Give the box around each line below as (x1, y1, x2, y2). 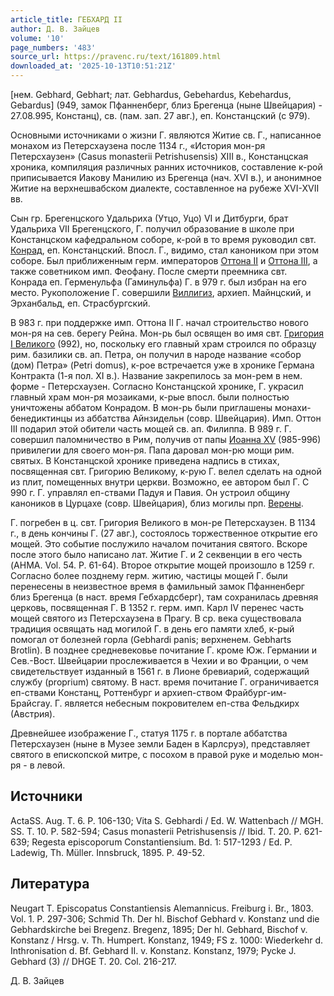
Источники (10, 788, 83, 805)
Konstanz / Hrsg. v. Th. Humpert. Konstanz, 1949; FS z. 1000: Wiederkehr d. (10, 934, 324, 946)
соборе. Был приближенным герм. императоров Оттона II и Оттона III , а (10, 255, 318, 266)
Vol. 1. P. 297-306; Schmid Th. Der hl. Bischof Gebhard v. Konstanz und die (10, 912, 320, 925)
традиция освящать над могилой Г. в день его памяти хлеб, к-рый (10, 623, 295, 635)
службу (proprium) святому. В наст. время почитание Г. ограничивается (10, 676, 319, 688)
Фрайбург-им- (224, 687, 287, 698)
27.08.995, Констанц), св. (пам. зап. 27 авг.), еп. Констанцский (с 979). (10, 110, 311, 121)
